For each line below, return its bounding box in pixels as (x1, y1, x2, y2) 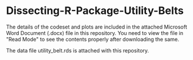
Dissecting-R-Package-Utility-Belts (6, 4, 184, 17)
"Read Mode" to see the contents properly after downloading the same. (6, 36, 179, 43)
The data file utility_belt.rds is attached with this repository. (6, 47, 149, 54)
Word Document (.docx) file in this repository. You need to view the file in (6, 29, 184, 36)
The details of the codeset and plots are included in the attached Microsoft (6, 23, 187, 30)
